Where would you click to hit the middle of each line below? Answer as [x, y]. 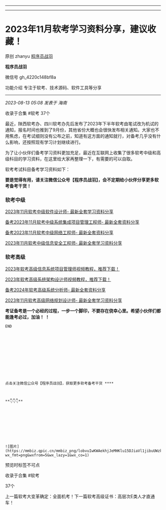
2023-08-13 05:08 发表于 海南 [36, 103]
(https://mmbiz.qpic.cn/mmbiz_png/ [42, 451]
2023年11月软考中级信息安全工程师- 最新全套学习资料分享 [64, 243]
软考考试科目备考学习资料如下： [38, 169]
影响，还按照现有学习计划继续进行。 [46, 142]
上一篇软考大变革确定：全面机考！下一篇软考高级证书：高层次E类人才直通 [80, 496]
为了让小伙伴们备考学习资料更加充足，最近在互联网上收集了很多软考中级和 [81, 152]
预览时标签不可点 [22, 465]
